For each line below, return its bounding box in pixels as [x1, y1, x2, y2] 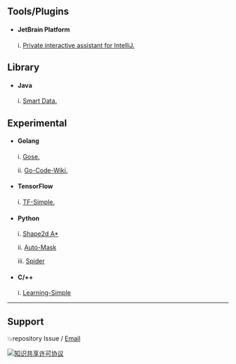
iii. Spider [17, 257, 45, 265]
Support [7, 315, 44, 327]
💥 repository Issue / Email [7, 334, 81, 343]
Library [7, 61, 40, 73]
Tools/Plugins [7, 6, 69, 18]
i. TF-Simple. [17, 197, 55, 206]
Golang [17, 137, 40, 145]
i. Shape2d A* [17, 230, 59, 238]
